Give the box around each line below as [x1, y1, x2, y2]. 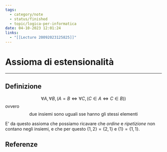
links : [5, 30, 19, 35]
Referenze [5, 140, 38, 149]
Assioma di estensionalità [5, 57, 114, 68]
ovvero [5, 103, 20, 109]
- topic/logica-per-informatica [9, 21, 77, 26]
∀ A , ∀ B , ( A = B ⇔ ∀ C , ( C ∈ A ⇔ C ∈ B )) [41, 95, 126, 101]
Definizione [5, 82, 42, 91]
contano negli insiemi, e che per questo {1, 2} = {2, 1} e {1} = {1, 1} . [5, 126, 140, 132]
